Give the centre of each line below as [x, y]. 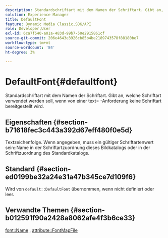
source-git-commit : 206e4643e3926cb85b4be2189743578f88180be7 [72, 38]
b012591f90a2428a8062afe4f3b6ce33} [70, 218]
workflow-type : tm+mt [28, 43]
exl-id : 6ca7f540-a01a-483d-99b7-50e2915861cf [55, 33]
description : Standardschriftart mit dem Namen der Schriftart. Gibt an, [85, 10]
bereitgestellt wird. [25, 106]
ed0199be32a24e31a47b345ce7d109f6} [71, 177]
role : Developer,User [28, 29]
